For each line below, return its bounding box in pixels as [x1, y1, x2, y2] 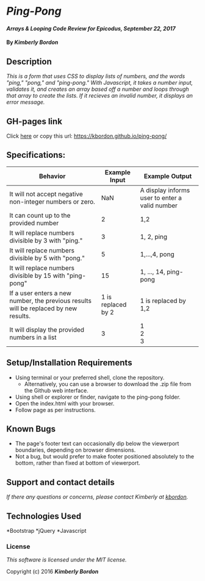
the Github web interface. [24, 387, 88, 394]
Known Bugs [6, 424, 56, 434]
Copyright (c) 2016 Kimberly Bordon [6, 568, 99, 576]
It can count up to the [9, 211, 71, 219]
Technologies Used [6, 511, 81, 521]
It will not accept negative [9, 190, 84, 198]
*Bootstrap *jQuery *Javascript [6, 527, 87, 535]
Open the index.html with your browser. [15, 399, 115, 407]
